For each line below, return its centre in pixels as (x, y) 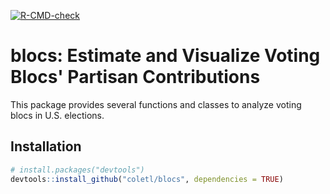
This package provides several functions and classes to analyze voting (156, 104)
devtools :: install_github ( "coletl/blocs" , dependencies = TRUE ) (147, 179)
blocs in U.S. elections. (57, 115)
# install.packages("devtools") (77, 170)
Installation (46, 146)
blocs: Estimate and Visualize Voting (165, 56)
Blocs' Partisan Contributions (135, 77)
